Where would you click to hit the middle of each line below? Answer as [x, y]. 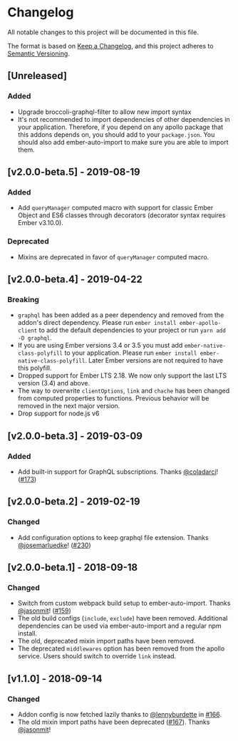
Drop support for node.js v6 [58, 413]
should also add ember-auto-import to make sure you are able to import [123, 142]
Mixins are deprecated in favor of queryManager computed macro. [113, 256]
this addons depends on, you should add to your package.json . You [116, 134]
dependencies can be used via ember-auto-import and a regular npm [120, 626]
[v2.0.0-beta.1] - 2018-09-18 [72, 568]
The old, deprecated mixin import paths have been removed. [107, 641]
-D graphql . [35, 338]
